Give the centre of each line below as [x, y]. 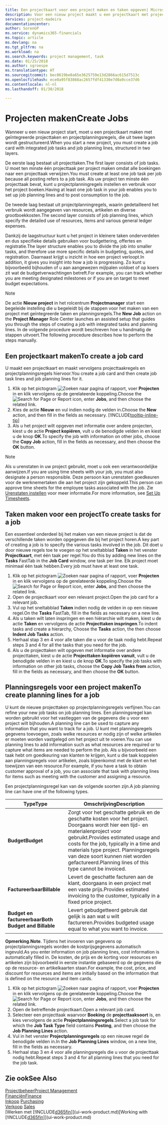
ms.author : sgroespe [27, 66]
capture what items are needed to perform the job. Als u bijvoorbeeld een [81, 750]
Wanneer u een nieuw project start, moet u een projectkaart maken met [79, 132]
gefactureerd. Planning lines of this [108, 862]
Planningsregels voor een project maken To [73, 687]
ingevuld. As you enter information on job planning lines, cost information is [82, 952]
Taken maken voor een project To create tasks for [83, 514]
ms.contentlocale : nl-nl [31, 84]
